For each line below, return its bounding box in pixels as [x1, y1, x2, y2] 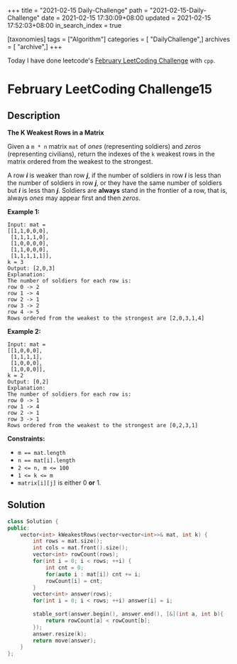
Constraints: [7, 434, 45, 443]
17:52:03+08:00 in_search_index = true [7, 21, 122, 29]
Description [7, 110, 60, 122]
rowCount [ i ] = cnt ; [45, 577, 103, 584]
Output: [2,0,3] [7, 265, 55, 272]
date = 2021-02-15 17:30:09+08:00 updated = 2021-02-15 [41, 14, 211, 22]
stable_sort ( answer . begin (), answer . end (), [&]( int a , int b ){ [33, 611, 224, 618]
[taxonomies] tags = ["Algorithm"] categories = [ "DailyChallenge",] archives [7, 35, 231, 43]
